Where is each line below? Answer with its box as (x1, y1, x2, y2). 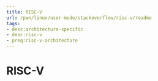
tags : (6, 20, 20, 26)
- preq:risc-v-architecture (6, 37, 78, 44)
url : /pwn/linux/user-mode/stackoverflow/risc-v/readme (6, 15, 152, 21)
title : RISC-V (6, 9, 43, 15)
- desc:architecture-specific (6, 26, 84, 33)
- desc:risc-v (6, 32, 43, 38)
